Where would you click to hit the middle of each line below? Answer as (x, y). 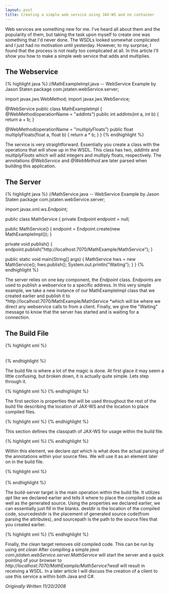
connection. (18, 317)
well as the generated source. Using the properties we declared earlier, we (83, 503)
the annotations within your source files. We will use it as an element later (81, 456)
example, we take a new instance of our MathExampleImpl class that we (80, 291)
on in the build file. (24, 462)
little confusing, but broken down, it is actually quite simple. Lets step (77, 376)
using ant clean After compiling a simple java (52, 550)
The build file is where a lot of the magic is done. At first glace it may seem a (85, 371)
